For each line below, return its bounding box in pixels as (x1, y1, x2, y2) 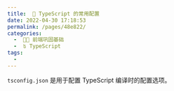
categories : (7, 29, 42, 37)
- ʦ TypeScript (13, 43, 61, 50)
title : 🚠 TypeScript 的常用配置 (7, 10, 100, 17)
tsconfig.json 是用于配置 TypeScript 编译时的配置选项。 (7, 76, 171, 84)
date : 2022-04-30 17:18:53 (7, 17, 86, 24)
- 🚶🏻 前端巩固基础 (13, 36, 65, 43)
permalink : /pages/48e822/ (7, 23, 86, 30)
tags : (7, 50, 23, 57)
